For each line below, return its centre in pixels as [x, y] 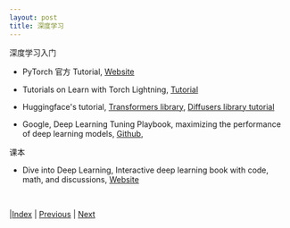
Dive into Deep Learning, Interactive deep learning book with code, [145, 170]
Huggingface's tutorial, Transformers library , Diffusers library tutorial [148, 106]
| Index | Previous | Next [52, 214]
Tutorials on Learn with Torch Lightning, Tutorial [110, 89]
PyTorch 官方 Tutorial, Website [79, 72]
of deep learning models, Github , [83, 133]
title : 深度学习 [37, 26]
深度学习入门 [33, 52]
